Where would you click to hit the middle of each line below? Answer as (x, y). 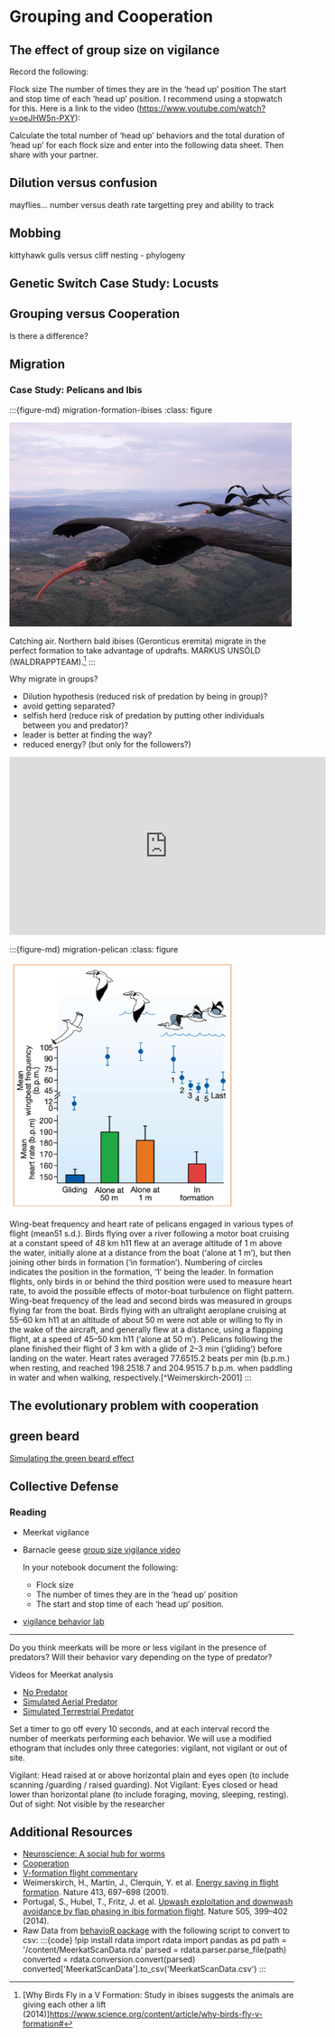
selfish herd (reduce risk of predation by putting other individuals (143, 716)
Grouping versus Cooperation (95, 314)
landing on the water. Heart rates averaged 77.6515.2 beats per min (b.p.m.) (150, 1358)
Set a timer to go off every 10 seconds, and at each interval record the (140, 1729)
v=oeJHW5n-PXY (42, 118)
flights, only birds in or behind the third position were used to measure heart (151, 1281)
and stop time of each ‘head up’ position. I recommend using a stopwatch (146, 99)
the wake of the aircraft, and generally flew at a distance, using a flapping (146, 1329)
